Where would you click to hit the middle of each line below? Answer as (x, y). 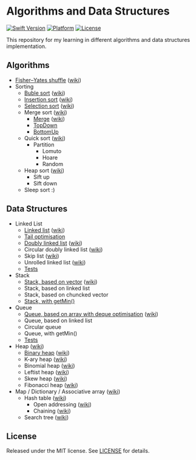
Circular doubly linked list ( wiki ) (63, 249)
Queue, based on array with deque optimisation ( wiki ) (91, 314)
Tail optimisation (45, 236)
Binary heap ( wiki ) (47, 352)
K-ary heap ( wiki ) (46, 359)
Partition (44, 145)
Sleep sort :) (39, 190)
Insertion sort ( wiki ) (49, 99)
